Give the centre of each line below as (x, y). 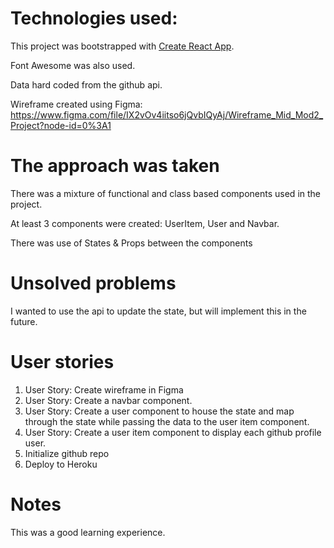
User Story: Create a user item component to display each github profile (173, 432)
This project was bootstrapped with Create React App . (122, 46)
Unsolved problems (93, 283)
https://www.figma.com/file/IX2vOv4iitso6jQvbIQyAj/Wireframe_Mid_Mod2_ (167, 114)
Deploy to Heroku (61, 464)
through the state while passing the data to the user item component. (167, 421)
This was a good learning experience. (88, 532)
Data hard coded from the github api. (86, 84)
